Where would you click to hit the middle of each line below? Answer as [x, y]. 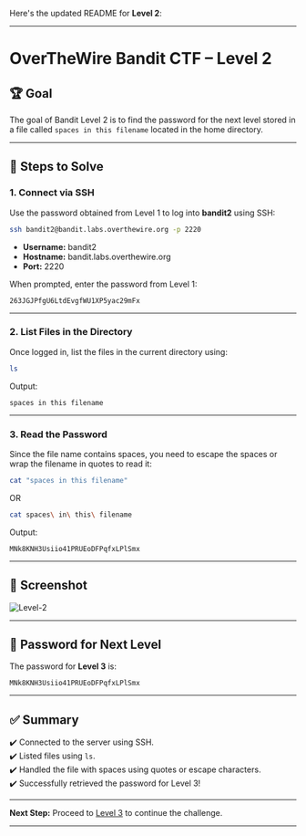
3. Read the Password [58, 434]
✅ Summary [44, 720]
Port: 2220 [43, 266]
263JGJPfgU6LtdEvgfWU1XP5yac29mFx [75, 300]
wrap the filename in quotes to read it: [81, 464]
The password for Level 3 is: [63, 666]
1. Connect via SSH [52, 193]
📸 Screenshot [49, 585]
